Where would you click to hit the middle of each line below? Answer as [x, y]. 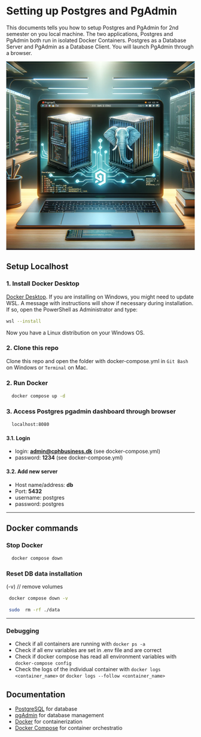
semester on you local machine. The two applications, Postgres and [90, 33]
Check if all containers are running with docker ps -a [80, 644]
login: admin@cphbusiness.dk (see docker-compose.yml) [87, 451]
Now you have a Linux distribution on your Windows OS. [76, 333]
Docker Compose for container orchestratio [68, 728]
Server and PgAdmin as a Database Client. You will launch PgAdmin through [100, 47]
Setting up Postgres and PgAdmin [92, 11]
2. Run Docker [27, 383]
